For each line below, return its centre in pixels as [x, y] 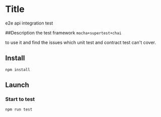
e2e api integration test [29, 23]
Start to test [20, 99]
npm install [18, 69]
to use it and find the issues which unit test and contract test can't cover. [80, 42]
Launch [17, 85]
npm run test [19, 109]
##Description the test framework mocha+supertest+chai [63, 32]
